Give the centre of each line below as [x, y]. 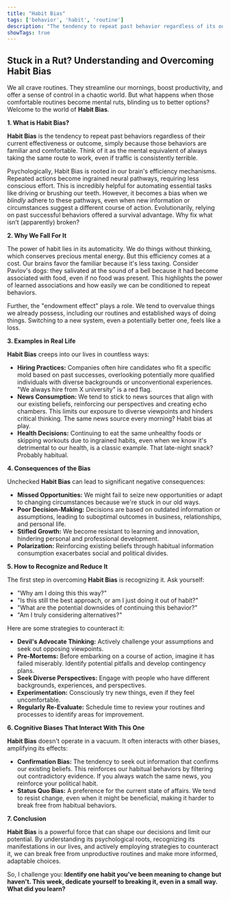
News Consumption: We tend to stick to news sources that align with [115, 397]
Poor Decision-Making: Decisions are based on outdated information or [119, 510]
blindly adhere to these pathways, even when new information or [99, 200]
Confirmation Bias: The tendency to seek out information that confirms [118, 761]
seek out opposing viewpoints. [60, 649]
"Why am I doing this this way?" [62, 593]
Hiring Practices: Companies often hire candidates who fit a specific [114, 368]
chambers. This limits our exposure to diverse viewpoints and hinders [115, 412]
